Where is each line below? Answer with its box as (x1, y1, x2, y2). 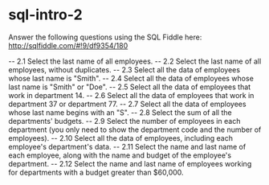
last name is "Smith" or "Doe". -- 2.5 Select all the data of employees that (8, 82, 251, 92)
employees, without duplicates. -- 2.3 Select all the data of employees (8, 64, 241, 74)
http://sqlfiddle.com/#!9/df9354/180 (8, 40, 128, 50)
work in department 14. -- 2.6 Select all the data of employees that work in (8, 90, 255, 100)
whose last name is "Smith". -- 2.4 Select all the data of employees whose (8, 73, 255, 83)
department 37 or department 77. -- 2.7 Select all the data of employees (8, 99, 247, 109)
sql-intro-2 (8, 6, 83, 24)
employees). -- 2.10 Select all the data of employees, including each (8, 133, 233, 142)
